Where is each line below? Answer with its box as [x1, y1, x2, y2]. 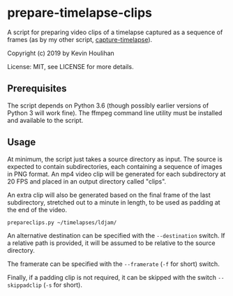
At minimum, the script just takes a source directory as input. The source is [7, 155, 223, 163]
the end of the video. [7, 205, 68, 214]
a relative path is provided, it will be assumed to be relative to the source [7, 239, 216, 247]
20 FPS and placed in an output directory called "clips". [7, 177, 167, 186]
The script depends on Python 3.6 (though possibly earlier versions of [7, 101, 209, 110]
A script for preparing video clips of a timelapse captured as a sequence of [7, 28, 223, 36]
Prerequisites [7, 82, 67, 95]
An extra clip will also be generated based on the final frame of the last [7, 191, 211, 199]
